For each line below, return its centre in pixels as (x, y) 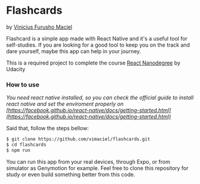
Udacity (16, 69)
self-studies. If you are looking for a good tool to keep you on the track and (98, 45)
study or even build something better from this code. (71, 174)
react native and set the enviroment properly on (65, 104)
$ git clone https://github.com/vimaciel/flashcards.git (78, 139)
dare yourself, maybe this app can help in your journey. (74, 51)
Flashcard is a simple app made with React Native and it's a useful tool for (97, 38)
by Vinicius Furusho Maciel (39, 27)
